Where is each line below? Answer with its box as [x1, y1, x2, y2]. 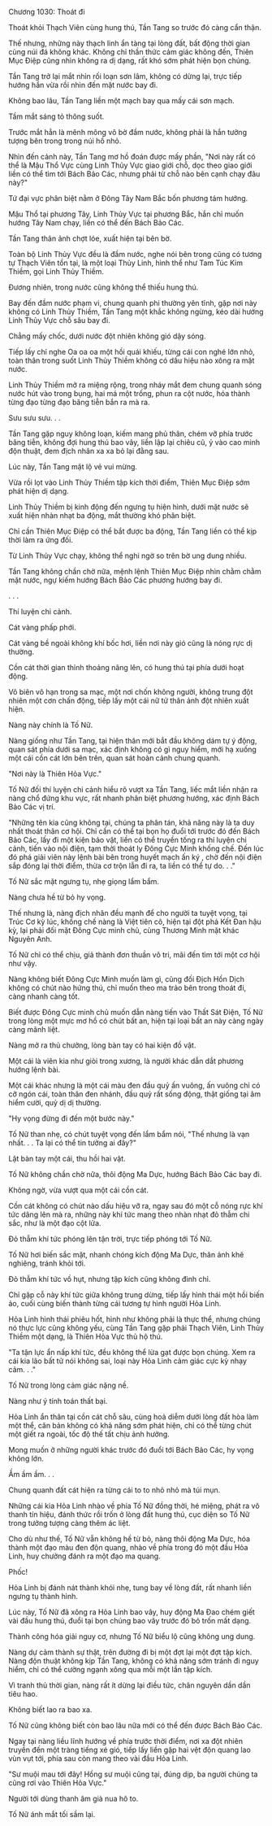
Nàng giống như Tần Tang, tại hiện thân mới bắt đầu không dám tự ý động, [8, 736, 257, 745]
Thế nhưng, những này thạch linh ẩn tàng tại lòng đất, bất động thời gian [8, 38, 250, 48]
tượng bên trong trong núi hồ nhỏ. [8, 136, 122, 146]
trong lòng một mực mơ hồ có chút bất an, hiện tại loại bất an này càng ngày [8, 1016, 264, 1026]
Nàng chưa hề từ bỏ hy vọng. [8, 892, 106, 902]
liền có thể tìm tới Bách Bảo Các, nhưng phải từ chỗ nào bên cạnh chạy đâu [8, 169, 261, 178]
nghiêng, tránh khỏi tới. [8, 1258, 86, 1268]
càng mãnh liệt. [8, 1025, 60, 1034]
